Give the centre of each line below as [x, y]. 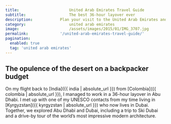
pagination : [18, 39]
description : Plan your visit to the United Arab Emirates [82, 19]
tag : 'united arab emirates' [41, 48]
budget [17, 77]
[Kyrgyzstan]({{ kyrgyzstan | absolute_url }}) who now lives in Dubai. [77, 105]
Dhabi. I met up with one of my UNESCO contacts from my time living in [80, 100]
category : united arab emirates [60, 24]
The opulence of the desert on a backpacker [77, 69]
